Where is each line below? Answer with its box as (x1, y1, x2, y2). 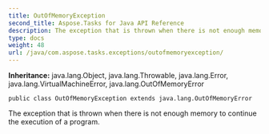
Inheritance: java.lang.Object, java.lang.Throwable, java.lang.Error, (8, 71, 229, 80)
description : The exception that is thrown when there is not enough (8, 26, 246, 34)
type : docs (8, 33, 45, 42)
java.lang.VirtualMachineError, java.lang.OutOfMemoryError (8, 79, 205, 89)
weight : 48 (8, 41, 45, 49)
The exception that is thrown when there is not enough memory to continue (8, 108, 258, 118)
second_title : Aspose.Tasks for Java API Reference (8, 19, 184, 27)
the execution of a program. (8, 117, 100, 126)
